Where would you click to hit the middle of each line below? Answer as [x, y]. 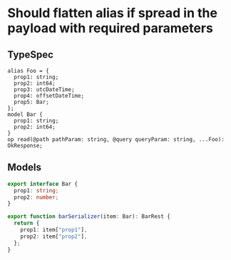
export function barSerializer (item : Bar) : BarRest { [89, 217]
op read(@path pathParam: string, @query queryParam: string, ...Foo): [116, 140]
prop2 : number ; [36, 197]
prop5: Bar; [32, 102]
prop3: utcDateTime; [44, 90]
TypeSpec [30, 54]
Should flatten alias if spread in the [112, 13]
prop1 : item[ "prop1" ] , [54, 230]
